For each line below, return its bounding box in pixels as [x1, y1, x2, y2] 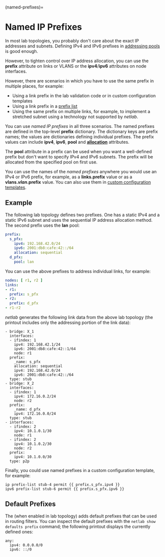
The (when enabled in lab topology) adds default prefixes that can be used [5, 513, 157, 519]
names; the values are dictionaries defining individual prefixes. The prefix [5, 133, 154, 140]
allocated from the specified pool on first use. [5, 159, 98, 165]
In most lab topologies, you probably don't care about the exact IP [5, 38, 139, 43]
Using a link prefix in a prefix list [12, 103, 78, 109]
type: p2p [9, 459, 30, 464]
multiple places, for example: [5, 83, 64, 89]
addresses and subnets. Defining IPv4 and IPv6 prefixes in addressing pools [5, 43, 160, 49]
